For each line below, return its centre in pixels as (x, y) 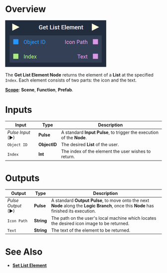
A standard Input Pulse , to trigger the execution (110, 132)
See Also (24, 252)
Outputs (22, 178)
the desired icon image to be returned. (90, 223)
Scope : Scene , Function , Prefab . (39, 90)
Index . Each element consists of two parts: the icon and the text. (71, 80)
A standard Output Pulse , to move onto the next (100, 200)
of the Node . (74, 137)
